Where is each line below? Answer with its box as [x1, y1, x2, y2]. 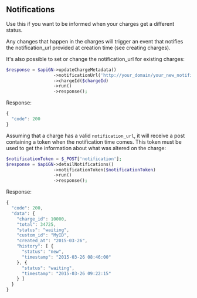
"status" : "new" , [21, 249, 64, 255]
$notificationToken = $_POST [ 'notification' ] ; [6, 155, 122, 162]
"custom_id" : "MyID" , [16, 232, 69, 238]
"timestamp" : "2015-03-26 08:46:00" [21, 254, 111, 260]
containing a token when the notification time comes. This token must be [6, 138, 182, 145]
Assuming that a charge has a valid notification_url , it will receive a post [6, 132, 185, 139]
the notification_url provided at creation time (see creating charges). [6, 44, 171, 51]
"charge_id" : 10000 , [16, 216, 67, 222]
